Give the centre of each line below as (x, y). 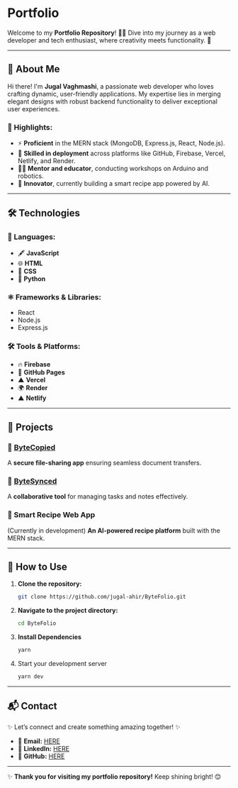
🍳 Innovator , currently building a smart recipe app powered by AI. (114, 184)
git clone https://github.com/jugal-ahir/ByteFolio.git (102, 597)
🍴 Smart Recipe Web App (51, 515)
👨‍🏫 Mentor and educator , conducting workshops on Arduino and (113, 169)
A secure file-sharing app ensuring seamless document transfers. (104, 463)
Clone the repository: (50, 584)
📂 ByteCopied (32, 447)
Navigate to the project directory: (68, 611)
